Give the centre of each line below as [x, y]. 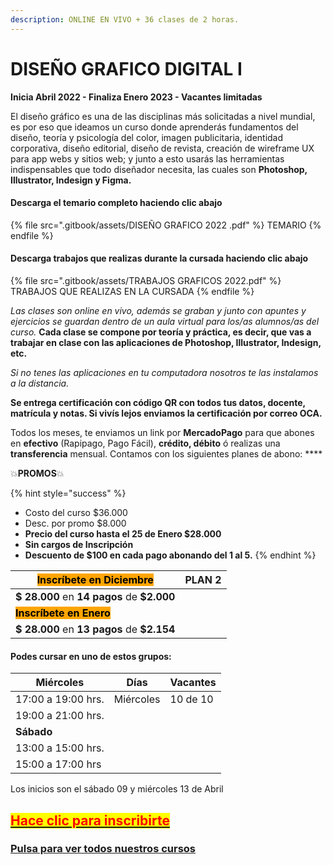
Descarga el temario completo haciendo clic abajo [116, 203]
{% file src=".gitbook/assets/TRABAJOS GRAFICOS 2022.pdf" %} [146, 280]
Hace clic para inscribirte [90, 820]
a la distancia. [40, 383]
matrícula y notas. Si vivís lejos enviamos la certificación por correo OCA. [166, 413]
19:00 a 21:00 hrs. [60, 716]
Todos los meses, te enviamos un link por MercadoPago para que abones [162, 432]
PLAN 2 [203, 579]
